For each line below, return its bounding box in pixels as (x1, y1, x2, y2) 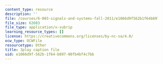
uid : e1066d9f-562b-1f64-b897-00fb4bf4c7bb (5, 51, 95, 57)
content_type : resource (5, 7, 53, 12)
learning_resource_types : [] (5, 29, 64, 34)
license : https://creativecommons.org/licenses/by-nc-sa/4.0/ (5, 34, 133, 39)
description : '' (5, 12, 38, 16)
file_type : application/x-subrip (5, 25, 73, 30)
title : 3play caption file (5, 47, 60, 52)
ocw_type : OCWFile (5, 38, 42, 43)
